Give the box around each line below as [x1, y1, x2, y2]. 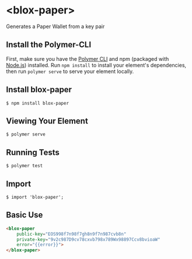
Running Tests [6, 147, 60, 157]
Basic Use [6, 210, 43, 220]
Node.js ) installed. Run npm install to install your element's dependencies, [6, 61, 187, 68]
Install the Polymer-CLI [6, 40, 92, 50]
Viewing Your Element [6, 116, 89, 126]
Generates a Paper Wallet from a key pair [6, 23, 105, 30]
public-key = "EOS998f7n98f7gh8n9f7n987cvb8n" [16, 231, 127, 237]
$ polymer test [6, 163, 43, 169]
